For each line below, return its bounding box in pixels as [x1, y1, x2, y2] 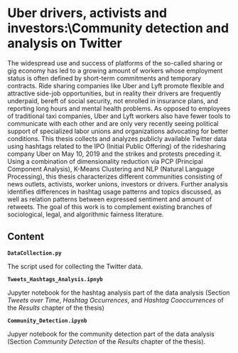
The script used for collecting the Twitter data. [7, 262, 144, 270]
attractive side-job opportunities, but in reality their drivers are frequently [7, 89, 222, 98]
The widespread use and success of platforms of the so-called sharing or [7, 58, 223, 67]
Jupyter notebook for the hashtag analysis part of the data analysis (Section [7, 288, 230, 297]
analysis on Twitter [7, 36, 122, 51]
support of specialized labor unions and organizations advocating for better [7, 127, 229, 135]
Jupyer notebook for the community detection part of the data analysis [7, 330, 215, 338]
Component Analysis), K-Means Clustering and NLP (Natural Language [7, 164, 215, 173]
